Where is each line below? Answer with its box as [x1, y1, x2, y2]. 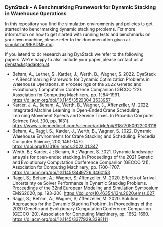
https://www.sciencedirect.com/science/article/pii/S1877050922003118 [12, 123, 157, 129]
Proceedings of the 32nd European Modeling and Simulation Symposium [12, 185, 159, 191]
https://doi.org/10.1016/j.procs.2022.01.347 [12, 144, 99, 150]
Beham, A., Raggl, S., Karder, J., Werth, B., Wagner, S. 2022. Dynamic [12, 128, 152, 134]
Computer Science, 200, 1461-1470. [12, 139, 84, 144]
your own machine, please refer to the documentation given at [5, 37, 130, 42]
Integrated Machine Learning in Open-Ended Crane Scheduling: [12, 107, 141, 113]
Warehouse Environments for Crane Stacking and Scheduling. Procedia [12, 133, 156, 139]
